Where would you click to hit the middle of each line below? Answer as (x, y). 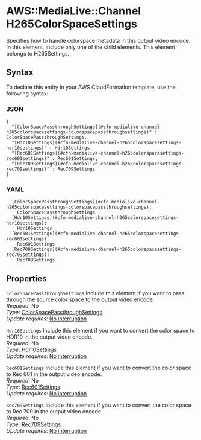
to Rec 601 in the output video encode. (54, 374)
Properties (26, 279)
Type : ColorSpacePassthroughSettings (54, 313)
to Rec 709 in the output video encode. (54, 412)
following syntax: (27, 93)
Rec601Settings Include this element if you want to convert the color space (99, 368)
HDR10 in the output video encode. (50, 337)
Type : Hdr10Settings (32, 350)
